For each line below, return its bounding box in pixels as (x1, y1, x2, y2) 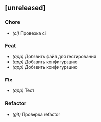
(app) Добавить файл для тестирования (12, 53, 96, 59)
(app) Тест (12, 87, 34, 93)
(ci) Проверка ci (12, 30, 46, 36)
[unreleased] (5, 4, 46, 12)
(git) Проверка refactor (12, 111, 60, 117)
